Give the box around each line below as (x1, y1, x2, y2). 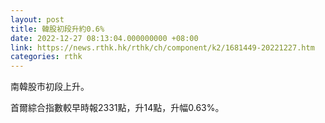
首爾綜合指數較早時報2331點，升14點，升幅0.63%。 (10, 102, 225, 114)
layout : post (10, 14, 65, 25)
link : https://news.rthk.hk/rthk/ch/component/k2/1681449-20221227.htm (10, 42, 315, 53)
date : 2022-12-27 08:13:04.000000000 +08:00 (10, 33, 199, 43)
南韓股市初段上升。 (10, 81, 90, 93)
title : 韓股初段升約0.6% (10, 24, 105, 34)
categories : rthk (10, 52, 83, 62)
